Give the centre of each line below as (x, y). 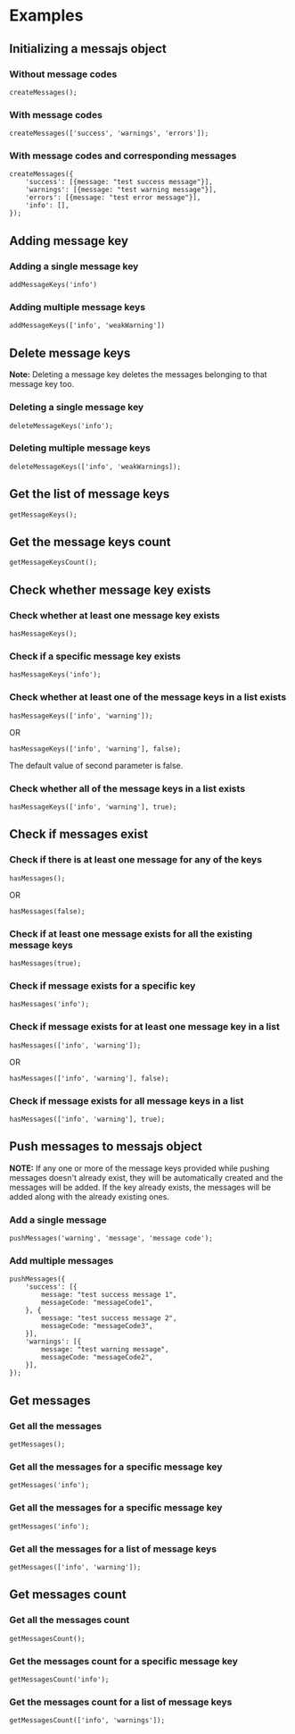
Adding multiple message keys (77, 307)
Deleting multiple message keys (80, 448)
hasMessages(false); (48, 911)
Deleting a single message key (77, 408)
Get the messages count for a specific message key (124, 1661)
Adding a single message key (74, 266)
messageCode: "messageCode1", (97, 1303)
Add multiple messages (61, 1260)
